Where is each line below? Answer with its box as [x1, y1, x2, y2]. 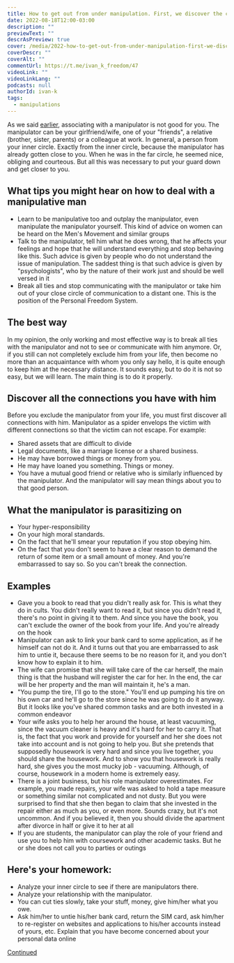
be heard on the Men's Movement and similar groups [17, 229, 170, 238]
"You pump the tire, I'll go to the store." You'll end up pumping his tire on [17, 688, 225, 696]
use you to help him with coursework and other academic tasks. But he [17, 836, 221, 844]
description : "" [7, 23, 54, 30]
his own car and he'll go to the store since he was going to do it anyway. [17, 695, 225, 703]
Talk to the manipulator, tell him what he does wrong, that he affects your [17, 237, 227, 245]
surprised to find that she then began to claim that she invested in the [17, 799, 217, 807]
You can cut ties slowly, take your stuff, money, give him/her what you [17, 897, 218, 906]
